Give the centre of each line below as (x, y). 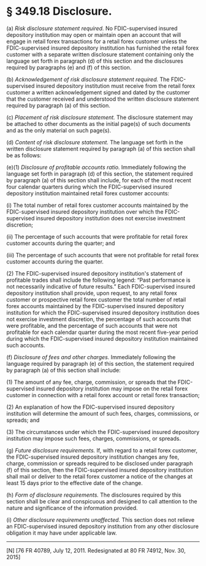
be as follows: (24, 155)
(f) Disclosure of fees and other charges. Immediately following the (91, 357)
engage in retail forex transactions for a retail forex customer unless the (97, 41)
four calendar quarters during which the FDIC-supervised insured (89, 187)
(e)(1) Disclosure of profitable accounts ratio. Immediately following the (96, 167)
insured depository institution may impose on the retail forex (112, 389)
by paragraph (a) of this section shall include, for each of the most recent (99, 180)
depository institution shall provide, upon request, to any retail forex (92, 293)
